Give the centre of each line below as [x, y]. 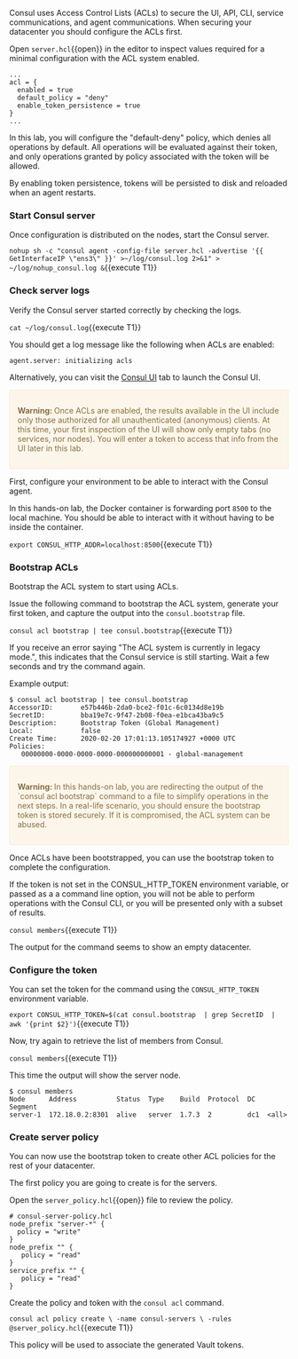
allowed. [24, 166]
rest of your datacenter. [52, 1165]
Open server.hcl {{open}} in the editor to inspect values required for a [137, 49]
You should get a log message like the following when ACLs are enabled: [142, 344]
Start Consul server [52, 215]
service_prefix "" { [47, 1271]
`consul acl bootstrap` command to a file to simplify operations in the [143, 796]
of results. [27, 913]
